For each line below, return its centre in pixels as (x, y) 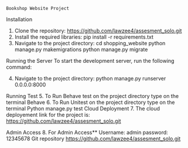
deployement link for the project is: (48, 115)
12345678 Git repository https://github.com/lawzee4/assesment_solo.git (93, 139)
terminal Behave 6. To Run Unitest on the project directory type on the (90, 102)
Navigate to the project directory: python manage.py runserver (90, 78)
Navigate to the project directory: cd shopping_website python (90, 43)
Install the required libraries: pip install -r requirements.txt (84, 37)
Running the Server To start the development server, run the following (90, 61)
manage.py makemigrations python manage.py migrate (81, 49)
